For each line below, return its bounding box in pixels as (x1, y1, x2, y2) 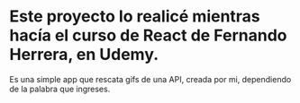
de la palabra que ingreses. (9, 83, 111, 94)
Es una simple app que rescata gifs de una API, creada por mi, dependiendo (9, 73, 292, 84)
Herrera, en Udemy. (9, 45, 159, 64)
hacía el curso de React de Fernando (9, 25, 287, 46)
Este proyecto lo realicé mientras (9, 6, 261, 27)
